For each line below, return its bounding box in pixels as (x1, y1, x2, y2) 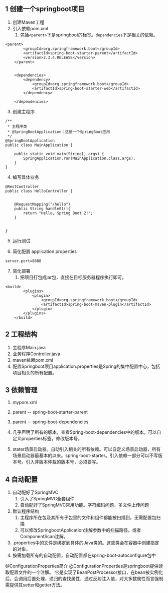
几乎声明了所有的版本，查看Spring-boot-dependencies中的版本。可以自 (12, 429, 161, 435)
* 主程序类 (7, 124, 28, 129)
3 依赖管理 (5, 386, 38, 394)
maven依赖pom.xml (12, 357, 54, 363)
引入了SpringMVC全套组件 (20, 496, 75, 502)
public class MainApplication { (5, 143, 73, 148)
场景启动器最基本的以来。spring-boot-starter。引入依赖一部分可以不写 (12, 452, 158, 458)
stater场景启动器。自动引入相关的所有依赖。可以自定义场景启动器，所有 (12, 446, 161, 452)
